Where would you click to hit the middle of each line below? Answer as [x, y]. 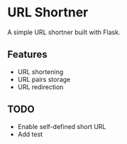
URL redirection [40, 87]
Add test [30, 134]
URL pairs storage [44, 79]
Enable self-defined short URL [62, 126]
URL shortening [40, 71]
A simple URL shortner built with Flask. [64, 32]
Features [27, 55]
